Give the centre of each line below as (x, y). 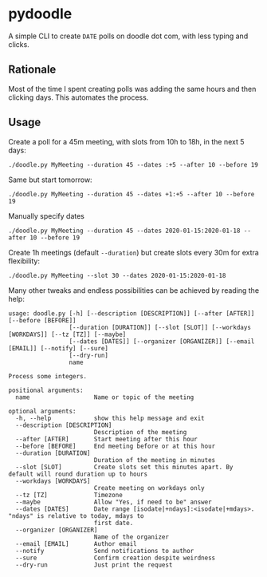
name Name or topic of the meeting (105, 397)
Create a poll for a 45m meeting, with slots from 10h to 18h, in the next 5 (126, 141)
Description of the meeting (140, 432)
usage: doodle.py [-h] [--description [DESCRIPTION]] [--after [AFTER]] (132, 313)
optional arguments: (43, 411)
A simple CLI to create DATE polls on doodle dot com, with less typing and (128, 36)
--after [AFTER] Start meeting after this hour (106, 439)
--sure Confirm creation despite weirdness (116, 558)
